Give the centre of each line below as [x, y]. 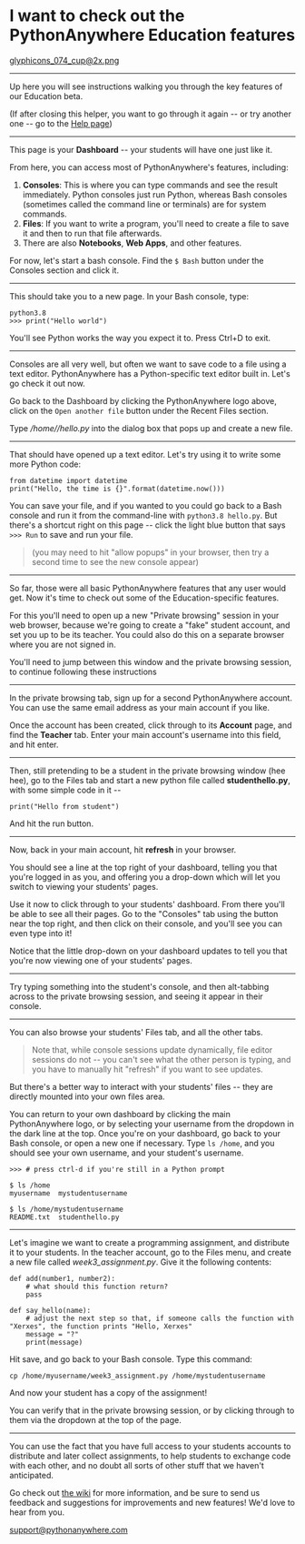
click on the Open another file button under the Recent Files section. [139, 410]
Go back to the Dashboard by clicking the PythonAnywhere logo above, [143, 400]
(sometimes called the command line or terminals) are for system [144, 204]
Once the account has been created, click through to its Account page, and [151, 725]
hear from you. [37, 1512]
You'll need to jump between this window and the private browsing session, [151, 661]
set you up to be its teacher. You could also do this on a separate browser [147, 634]
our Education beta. [46, 96]
